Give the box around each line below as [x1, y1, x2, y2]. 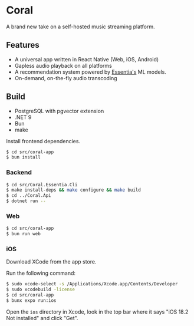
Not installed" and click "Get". [6, 314, 78, 321]
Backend [6, 169, 32, 177]
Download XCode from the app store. [6, 258, 97, 265]
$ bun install [6, 154, 41, 160]
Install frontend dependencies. [6, 137, 81, 144]
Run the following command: [6, 269, 75, 277]
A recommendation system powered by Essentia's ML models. [14, 68, 167, 75]
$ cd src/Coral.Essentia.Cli [6, 182, 78, 187]
